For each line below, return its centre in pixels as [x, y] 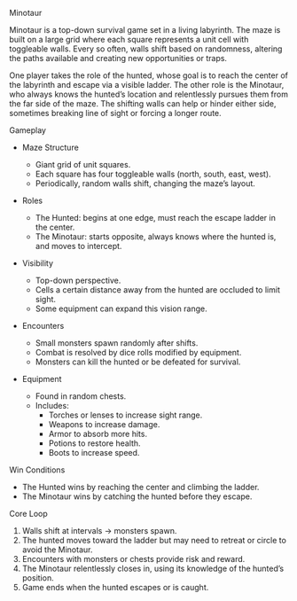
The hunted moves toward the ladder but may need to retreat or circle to [154, 540]
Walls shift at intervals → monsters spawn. [99, 531]
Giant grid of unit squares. [83, 164]
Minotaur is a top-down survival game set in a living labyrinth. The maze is [145, 30]
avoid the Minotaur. [57, 550]
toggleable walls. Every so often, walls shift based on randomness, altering [146, 49]
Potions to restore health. [94, 443]
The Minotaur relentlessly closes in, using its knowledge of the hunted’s [153, 568]
